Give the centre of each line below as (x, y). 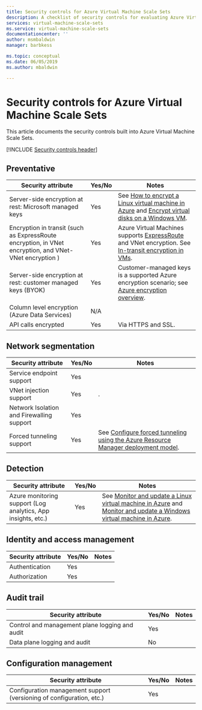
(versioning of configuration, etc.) (57, 698)
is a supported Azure (148, 275)
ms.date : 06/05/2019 (32, 62)
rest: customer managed (44, 283)
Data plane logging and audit (50, 642)
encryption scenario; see (153, 283)
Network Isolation (34, 408)
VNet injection (29, 390)
